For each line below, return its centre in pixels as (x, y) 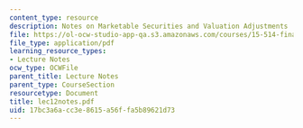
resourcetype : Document (54, 93)
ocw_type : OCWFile (44, 69)
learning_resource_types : (58, 51)
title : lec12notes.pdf (52, 101)
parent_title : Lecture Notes (64, 77)
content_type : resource (54, 18)
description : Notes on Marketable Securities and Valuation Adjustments (149, 26)
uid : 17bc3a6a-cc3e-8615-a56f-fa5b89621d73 (92, 110)
